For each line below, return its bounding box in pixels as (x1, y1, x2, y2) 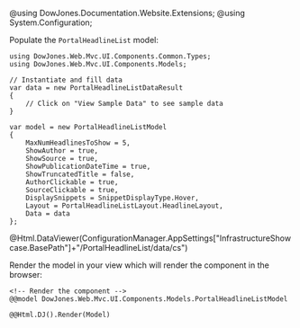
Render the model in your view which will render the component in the (9, 260, 270, 270)
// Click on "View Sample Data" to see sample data (25, 99, 223, 108)
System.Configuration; (9, 17, 93, 28)
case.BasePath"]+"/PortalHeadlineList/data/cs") (9, 243, 188, 253)
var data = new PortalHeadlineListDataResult (9, 84, 183, 93)
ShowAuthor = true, (25, 146, 99, 155)
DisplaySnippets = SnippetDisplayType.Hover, (25, 193, 200, 202)
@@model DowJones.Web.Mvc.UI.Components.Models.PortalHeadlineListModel (9, 295, 288, 304)
